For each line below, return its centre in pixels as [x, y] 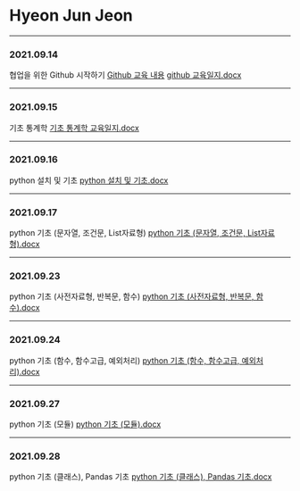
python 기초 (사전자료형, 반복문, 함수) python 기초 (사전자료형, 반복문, [132, 296]
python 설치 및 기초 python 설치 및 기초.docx [89, 180]
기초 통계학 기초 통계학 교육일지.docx [75, 128]
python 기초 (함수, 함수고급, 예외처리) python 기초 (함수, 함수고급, [125, 360]
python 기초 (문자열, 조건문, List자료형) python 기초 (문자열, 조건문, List [135, 233]
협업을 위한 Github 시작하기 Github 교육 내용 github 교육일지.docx [125, 75]
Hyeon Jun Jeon [71, 16]
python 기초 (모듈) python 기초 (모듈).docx [85, 424]
